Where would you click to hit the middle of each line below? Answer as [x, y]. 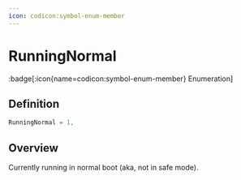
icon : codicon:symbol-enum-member [67, 16]
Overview [34, 148]
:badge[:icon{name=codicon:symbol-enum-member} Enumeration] [121, 79]
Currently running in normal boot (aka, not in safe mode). [103, 168]
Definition [34, 103]
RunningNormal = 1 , [41, 122]
